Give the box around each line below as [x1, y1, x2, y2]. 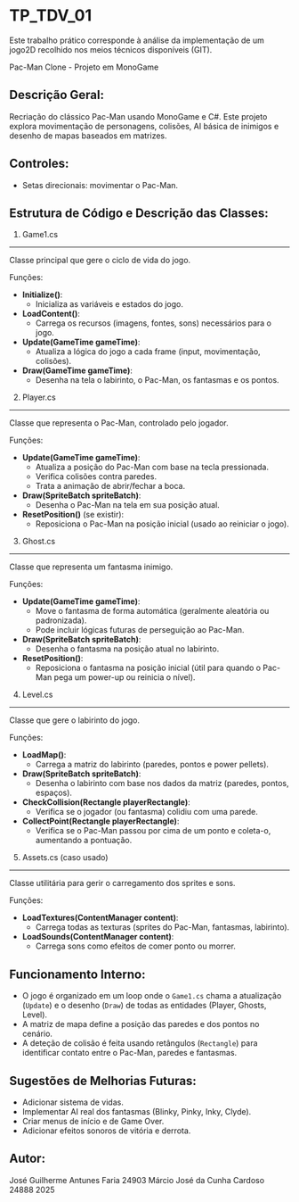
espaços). [35, 787, 73, 799]
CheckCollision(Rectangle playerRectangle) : [21, 797, 191, 808]
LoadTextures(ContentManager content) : [21, 912, 179, 924]
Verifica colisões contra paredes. [35, 471, 158, 482]
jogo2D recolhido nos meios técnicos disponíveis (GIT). [9, 44, 213, 54]
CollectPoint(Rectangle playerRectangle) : [21, 816, 180, 826]
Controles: [9, 156, 69, 171]
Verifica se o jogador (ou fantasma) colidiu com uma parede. [35, 807, 258, 817]
